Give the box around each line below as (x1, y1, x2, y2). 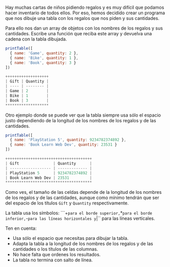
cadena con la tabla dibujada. (5, 36, 67, 42)
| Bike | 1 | (5, 93, 49, 98)
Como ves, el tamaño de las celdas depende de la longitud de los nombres (5, 189, 162, 195)
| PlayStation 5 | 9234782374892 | (5, 170, 93, 175)
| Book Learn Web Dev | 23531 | (5, 175, 93, 181)
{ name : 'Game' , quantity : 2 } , (10, 51, 79, 56)
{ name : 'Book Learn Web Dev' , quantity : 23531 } (10, 142, 117, 147)
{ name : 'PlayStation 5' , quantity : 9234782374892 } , (10, 138, 126, 143)
